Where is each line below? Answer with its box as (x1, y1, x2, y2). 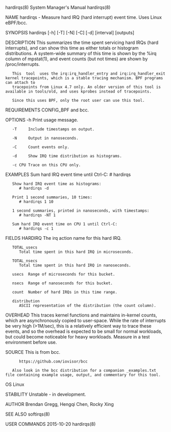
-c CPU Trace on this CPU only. (12, 163, 81, 168)
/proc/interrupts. (5, 61, 40, 67)
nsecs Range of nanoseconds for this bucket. (12, 281, 113, 286)
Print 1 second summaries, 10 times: (12, 195, 93, 200)
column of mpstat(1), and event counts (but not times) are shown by (5, 56, 148, 62)
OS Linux (5, 381, 25, 388)
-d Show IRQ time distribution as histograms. (12, 153, 123, 158)
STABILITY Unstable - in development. (5, 391, 86, 397)
